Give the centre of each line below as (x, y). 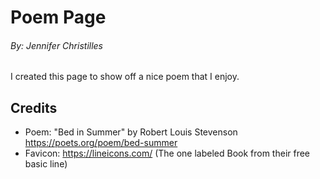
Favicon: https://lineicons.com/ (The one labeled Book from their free (167, 153)
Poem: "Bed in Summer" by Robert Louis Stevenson (131, 132)
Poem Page (58, 17)
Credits (34, 107)
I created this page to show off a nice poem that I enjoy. (125, 77)
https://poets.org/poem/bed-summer (101, 143)
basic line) (46, 164)
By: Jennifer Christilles (56, 45)
